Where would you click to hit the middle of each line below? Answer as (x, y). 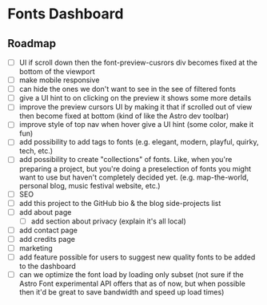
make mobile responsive (59, 80)
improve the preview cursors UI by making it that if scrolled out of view (135, 107)
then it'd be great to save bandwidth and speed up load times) (122, 292)
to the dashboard (48, 266)
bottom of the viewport (57, 72)
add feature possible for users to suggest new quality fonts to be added (137, 257)
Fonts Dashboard (66, 14)
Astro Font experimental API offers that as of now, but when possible (132, 283)
